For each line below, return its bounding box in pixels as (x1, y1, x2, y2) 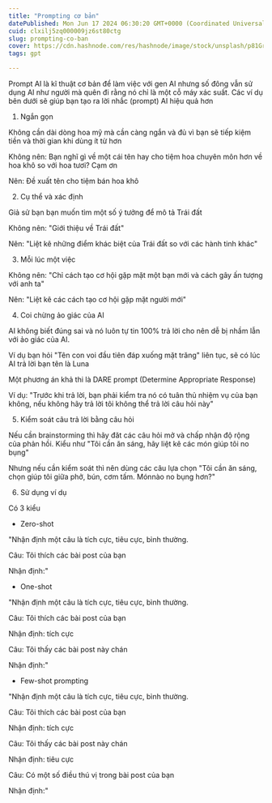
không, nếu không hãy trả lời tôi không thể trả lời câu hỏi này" (8, 399, 214, 408)
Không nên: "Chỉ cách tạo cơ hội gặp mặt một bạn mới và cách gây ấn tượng (8, 271, 263, 280)
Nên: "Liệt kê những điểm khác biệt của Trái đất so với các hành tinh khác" (8, 239, 258, 248)
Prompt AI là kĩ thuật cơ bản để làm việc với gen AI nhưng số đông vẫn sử (8, 79, 253, 88)
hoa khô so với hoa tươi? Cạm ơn (8, 160, 118, 170)
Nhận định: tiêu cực (8, 754, 74, 764)
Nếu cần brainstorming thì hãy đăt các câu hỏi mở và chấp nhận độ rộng (8, 430, 250, 440)
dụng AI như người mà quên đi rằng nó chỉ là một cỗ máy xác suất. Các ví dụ (8, 88, 263, 97)
